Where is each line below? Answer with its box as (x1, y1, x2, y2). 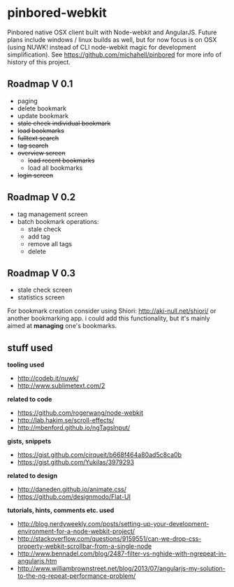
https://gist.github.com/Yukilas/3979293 (17, 458, 135, 467)
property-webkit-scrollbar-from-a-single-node (17, 542, 152, 551)
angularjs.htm (17, 557, 57, 565)
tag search (17, 141, 49, 150)
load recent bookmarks (27, 156, 95, 164)
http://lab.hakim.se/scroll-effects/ (17, 416, 115, 425)
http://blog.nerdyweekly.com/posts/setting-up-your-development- (17, 520, 210, 528)
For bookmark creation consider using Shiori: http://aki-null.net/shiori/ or (7, 306, 217, 316)
